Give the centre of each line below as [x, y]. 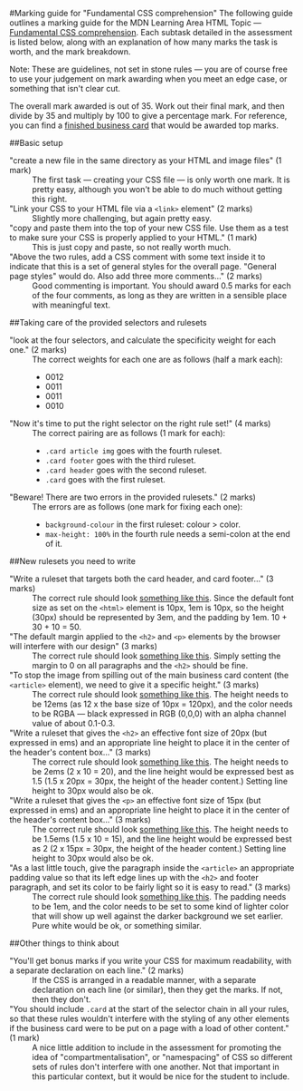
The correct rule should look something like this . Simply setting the [156, 656]
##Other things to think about [64, 943]
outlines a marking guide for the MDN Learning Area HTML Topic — [136, 23]
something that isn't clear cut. [65, 88]
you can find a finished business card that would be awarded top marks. [144, 125]
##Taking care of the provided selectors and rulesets [108, 322]
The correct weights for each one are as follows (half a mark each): [157, 359]
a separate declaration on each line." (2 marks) [97, 970]
